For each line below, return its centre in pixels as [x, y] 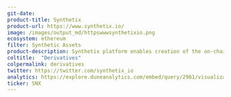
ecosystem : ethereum [37, 39]
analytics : [23, 77]
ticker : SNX [24, 83]
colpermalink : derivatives [46, 64]
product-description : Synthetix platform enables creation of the [104, 52]
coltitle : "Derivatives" [44, 58]
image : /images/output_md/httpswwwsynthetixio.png [81, 32]
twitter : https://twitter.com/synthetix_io [70, 70]
